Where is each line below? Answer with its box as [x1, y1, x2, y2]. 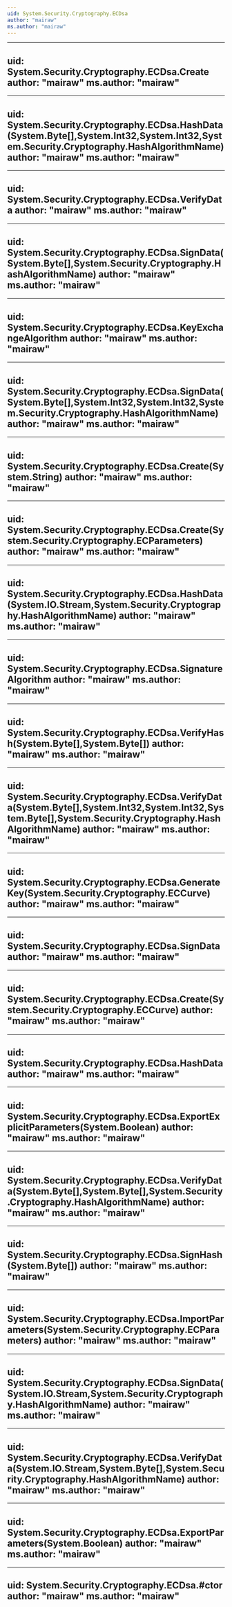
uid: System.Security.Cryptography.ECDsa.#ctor [7, 1579, 223, 1592]
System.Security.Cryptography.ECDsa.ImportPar [7, 1313, 224, 1325]
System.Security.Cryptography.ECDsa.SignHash [7, 1249, 223, 1261]
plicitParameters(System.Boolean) [7, 1121, 159, 1133]
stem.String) [7, 471, 63, 483]
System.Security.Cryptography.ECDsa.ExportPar [7, 1527, 224, 1538]
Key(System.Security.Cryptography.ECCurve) [7, 887, 211, 899]
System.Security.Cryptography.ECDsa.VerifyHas [7, 727, 224, 738]
